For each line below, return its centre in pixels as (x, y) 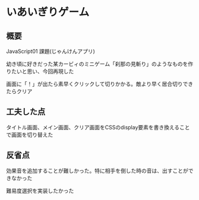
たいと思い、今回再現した (42, 71)
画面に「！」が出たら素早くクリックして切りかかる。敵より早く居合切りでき (100, 84)
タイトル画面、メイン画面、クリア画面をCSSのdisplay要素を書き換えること (98, 127)
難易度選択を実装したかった (40, 191)
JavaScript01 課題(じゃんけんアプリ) (50, 51)
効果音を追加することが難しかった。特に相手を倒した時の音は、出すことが (97, 170)
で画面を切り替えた (30, 135)
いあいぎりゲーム (48, 12)
